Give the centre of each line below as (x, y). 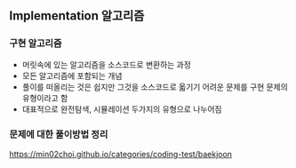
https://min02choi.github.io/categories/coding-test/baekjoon (121, 154)
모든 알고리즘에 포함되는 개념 (72, 76)
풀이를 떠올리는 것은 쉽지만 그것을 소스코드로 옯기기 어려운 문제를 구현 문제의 (155, 86)
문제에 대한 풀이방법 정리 (59, 134)
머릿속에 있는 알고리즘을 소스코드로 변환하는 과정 (106, 64)
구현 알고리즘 (36, 44)
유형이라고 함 (45, 98)
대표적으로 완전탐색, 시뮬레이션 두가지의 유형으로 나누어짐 (122, 108)
